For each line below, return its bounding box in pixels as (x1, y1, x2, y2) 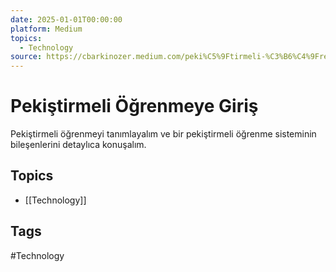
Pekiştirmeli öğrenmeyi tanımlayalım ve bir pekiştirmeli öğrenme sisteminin (10, 128, 317, 140)
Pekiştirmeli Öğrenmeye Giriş (10, 95, 259, 118)
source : (10, 52, 43, 62)
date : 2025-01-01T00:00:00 (10, 14, 123, 25)
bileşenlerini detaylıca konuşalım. (10, 139, 147, 151)
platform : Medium (10, 24, 83, 34)
